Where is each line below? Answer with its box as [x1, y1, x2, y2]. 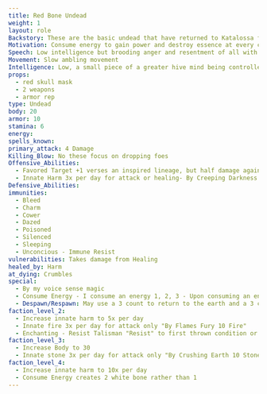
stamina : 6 [8, 122, 44, 130]
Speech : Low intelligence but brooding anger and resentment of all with [8, 48, 258, 56]
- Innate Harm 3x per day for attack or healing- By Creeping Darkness [15, 174, 258, 183]
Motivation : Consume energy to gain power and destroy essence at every [8, 41, 254, 49]
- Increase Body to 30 [15, 344, 91, 352]
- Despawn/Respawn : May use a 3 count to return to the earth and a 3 [15, 299, 254, 307]
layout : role [8, 26, 52, 34]
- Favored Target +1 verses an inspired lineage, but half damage [15, 167, 240, 175]
